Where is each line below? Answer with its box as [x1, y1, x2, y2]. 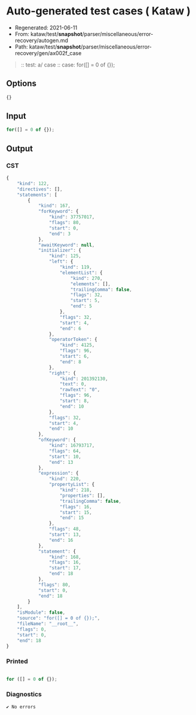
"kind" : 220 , [48, 476, 82, 482]
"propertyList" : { [48, 481, 95, 488]
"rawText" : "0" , [59, 387, 100, 393]
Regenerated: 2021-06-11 [14, 24, 78, 31]
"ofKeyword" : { [38, 437, 76, 443]
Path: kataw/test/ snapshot [14, 43, 81, 50]
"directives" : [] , [17, 186, 63, 192]
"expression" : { [38, 470, 79, 476]
